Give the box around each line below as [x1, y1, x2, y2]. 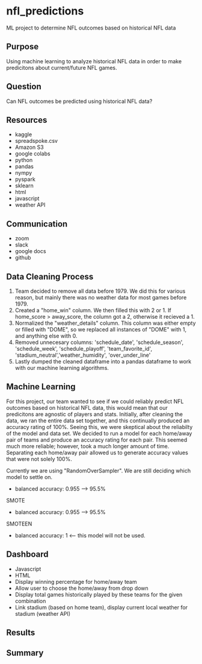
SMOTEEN [6, 520, 32, 527]
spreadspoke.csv [14, 137, 58, 145]
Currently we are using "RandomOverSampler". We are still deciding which [6, 467, 191, 474]
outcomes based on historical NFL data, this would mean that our [6, 404, 168, 411]
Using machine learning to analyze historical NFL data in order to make [6, 57, 182, 64]
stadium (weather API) [14, 610, 71, 617]
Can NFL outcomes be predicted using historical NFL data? [6, 98, 153, 105]
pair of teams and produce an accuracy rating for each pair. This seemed [6, 436, 188, 443]
